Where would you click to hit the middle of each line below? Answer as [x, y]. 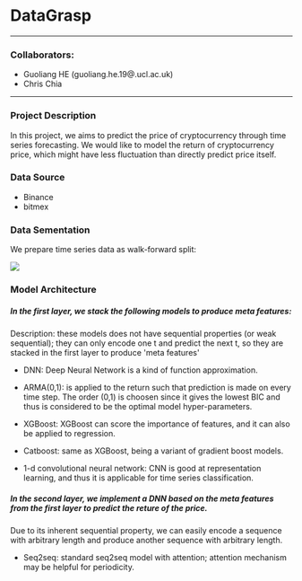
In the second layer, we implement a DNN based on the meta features [142, 498]
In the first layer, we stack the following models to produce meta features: [151, 311]
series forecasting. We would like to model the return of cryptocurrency [142, 145]
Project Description [53, 116]
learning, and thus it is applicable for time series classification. [138, 478]
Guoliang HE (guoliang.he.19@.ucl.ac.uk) [98, 75]
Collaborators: [42, 55]
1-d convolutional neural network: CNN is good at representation [142, 469]
